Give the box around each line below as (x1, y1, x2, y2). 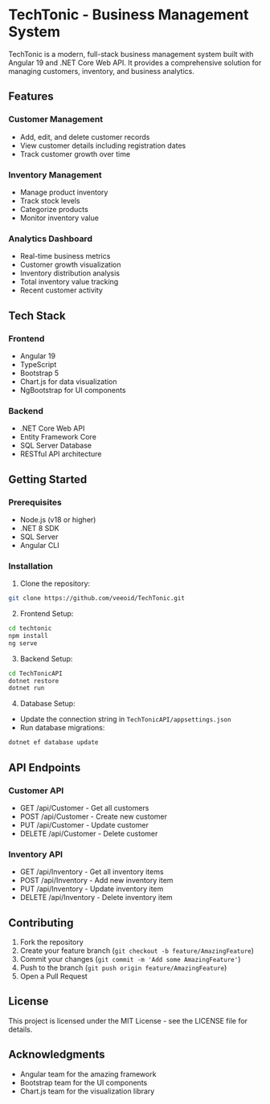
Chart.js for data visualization (19, 376, 118, 386)
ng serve (8, 639, 38, 648)
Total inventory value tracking (19, 277, 119, 287)
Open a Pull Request (19, 971, 88, 981)
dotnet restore (8, 677, 59, 685)
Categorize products (19, 204, 88, 214)
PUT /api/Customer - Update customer (19, 820, 149, 829)
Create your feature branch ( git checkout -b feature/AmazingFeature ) (19, 946, 255, 955)
